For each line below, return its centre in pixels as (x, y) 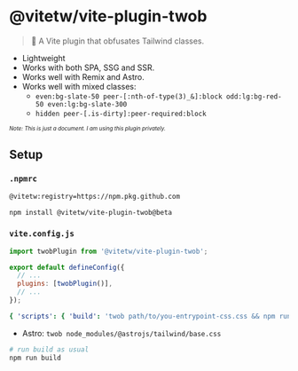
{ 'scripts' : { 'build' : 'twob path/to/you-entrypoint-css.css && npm (142, 316)
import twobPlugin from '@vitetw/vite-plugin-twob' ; (109, 251)
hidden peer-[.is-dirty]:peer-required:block (121, 114)
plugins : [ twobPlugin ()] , (65, 284)
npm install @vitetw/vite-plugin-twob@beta (91, 212)
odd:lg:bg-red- (254, 96)
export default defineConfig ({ (67, 267)
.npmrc (24, 179)
